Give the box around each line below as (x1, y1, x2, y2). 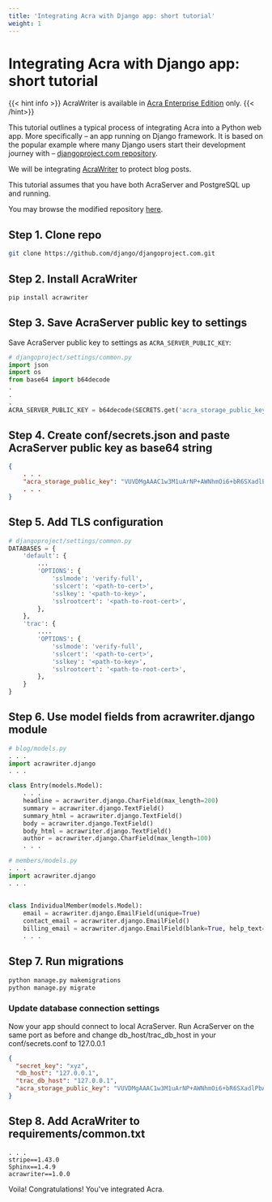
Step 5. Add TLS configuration (8, 515, 164, 529)
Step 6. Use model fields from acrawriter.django (8, 710, 255, 724)
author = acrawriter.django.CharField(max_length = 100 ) (23, 834, 212, 842)
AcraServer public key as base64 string (8, 442, 213, 455)
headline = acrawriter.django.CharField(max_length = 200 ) (23, 797, 219, 805)
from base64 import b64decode (8, 376, 111, 384)
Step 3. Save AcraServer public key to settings (8, 316, 248, 330)
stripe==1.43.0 (8, 1156, 60, 1164)
